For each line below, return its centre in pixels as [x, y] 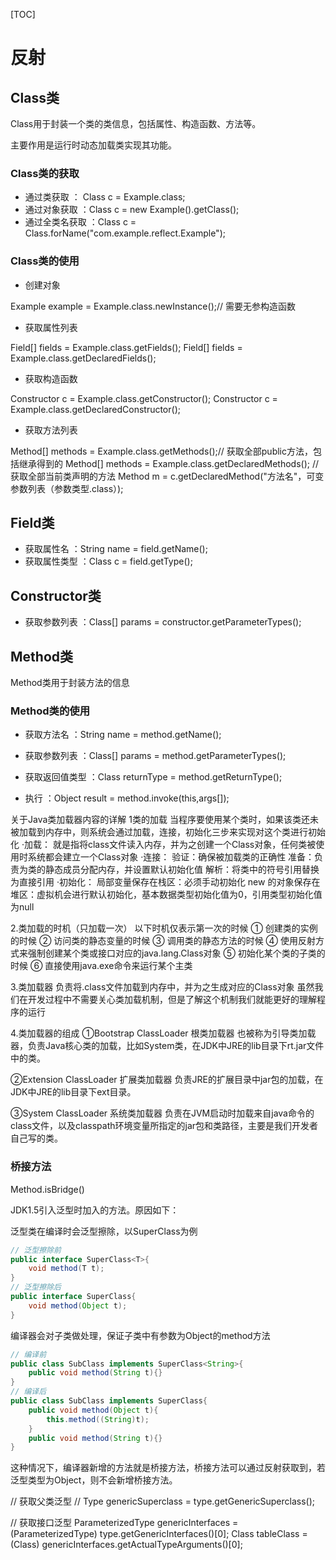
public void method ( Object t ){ [93, 1410]
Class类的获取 [45, 173]
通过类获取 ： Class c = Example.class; [105, 197]
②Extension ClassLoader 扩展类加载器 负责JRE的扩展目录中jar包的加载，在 [167, 1080]
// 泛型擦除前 [36, 1250]
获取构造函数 [51, 378]
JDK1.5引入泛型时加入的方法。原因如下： [95, 1210]
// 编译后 [28, 1392]
